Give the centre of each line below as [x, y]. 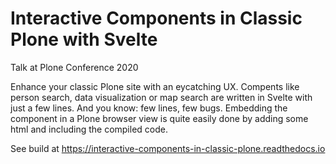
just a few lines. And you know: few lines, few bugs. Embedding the [149, 108]
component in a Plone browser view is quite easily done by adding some [159, 118]
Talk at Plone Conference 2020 [74, 67]
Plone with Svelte [84, 39]
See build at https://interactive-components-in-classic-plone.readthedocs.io [168, 148]
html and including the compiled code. [89, 129]
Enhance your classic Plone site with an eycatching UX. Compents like [155, 86]
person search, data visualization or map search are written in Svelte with [161, 97]
